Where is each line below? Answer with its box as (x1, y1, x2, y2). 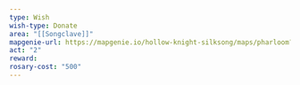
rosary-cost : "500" (9, 63, 82, 72)
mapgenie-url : (9, 37, 62, 47)
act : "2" (9, 46, 42, 55)
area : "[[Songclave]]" (9, 29, 94, 38)
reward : (9, 54, 38, 63)
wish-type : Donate (9, 21, 78, 30)
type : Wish (9, 12, 50, 22)
